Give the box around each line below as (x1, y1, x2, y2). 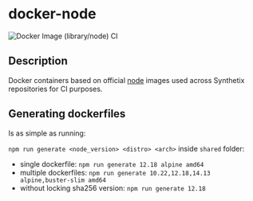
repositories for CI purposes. (8, 84, 103, 93)
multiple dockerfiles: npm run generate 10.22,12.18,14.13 (19, 167, 211, 177)
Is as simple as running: (8, 128, 86, 138)
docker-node (8, 5, 97, 23)
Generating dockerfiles (8, 107, 126, 120)
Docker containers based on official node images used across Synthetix (8, 75, 245, 85)
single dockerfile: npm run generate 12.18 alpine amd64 (19, 159, 204, 168)
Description (8, 54, 68, 68)
